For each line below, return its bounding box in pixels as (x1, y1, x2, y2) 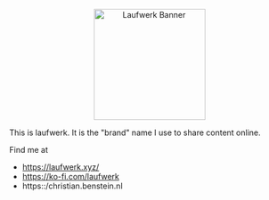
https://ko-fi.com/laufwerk (21, 172, 120, 181)
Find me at (9, 145, 49, 155)
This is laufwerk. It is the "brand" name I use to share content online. (9, 127, 261, 138)
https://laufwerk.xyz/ (21, 162, 100, 172)
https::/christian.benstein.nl (21, 180, 123, 191)
